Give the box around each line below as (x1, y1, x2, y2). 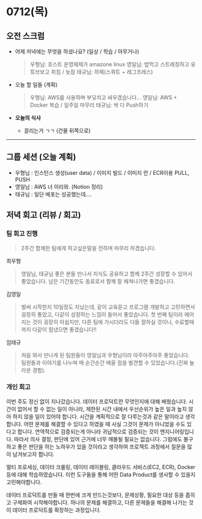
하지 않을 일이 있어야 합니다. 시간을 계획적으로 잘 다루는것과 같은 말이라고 (12, 413, 185, 420)
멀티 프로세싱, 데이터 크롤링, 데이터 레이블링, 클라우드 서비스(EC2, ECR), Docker (6, 463, 195, 470)
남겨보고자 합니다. (12, 450, 55, 458)
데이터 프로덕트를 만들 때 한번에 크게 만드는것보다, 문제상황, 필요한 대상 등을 (6, 491, 185, 499)
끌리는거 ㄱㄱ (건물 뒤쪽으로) (23, 127, 91, 134)
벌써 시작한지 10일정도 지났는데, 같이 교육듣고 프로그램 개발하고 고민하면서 (20, 303, 195, 310)
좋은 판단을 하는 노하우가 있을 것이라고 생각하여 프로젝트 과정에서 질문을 (17, 443, 186, 450)
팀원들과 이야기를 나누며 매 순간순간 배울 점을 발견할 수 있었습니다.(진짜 (20, 359, 188, 366)
